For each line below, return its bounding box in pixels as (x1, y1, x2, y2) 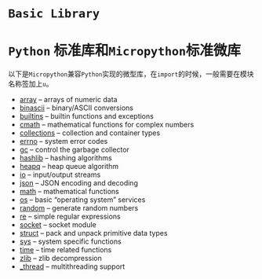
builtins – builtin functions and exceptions (19, 112, 155, 121)
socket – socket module (19, 220, 96, 229)
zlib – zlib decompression (19, 254, 102, 263)
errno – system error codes (19, 137, 108, 146)
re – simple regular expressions (19, 211, 121, 222)
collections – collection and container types (19, 128, 161, 138)
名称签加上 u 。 (8, 79, 53, 89)
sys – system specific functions (19, 237, 122, 246)
